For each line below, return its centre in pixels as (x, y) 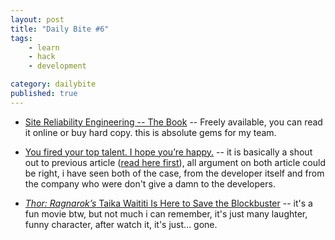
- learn (44, 47)
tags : (21, 38)
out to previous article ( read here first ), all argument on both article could (175, 162)
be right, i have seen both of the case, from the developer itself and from (174, 173)
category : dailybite (53, 84)
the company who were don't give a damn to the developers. (150, 183)
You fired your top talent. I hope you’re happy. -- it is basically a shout (168, 152)
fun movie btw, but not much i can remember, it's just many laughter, (166, 213)
